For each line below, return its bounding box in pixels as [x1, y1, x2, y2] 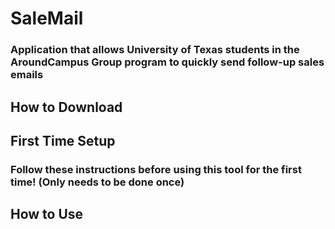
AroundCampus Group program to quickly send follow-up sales [10, 55, 325, 69]
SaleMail [10, 7, 84, 30]
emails [10, 68, 44, 82]
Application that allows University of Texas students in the [10, 43, 300, 57]
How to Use [10, 206, 84, 223]
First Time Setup [10, 132, 116, 149]
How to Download [10, 98, 123, 116]
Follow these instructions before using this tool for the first [10, 162, 302, 176]
